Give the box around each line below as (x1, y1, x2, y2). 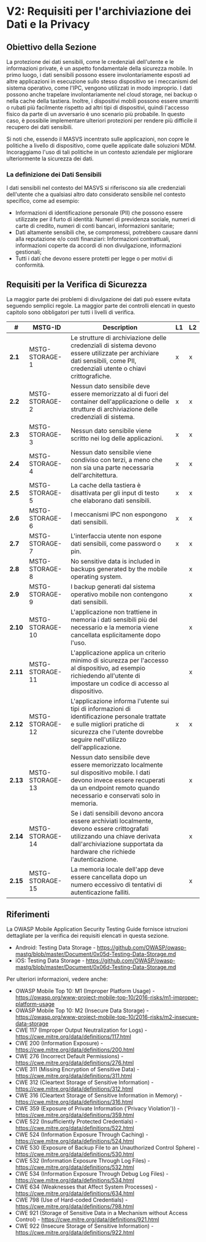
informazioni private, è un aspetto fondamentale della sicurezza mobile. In (6, 65, 193, 72)
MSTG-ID (32, 323, 61, 332)
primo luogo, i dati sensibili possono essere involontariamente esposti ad (6, 71, 191, 78)
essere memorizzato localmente (70, 761, 164, 769)
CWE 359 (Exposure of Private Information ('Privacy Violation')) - (15, 1104, 180, 1112)
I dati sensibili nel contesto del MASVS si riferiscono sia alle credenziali (6, 184, 186, 192)
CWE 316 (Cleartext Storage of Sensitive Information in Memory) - (15, 1091, 183, 1099)
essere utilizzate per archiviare (70, 349, 159, 358)
